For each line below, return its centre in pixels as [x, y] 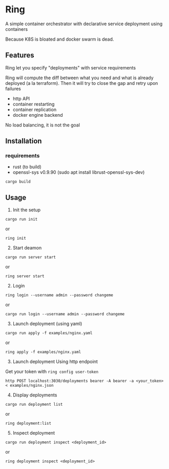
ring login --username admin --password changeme [59, 295]
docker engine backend [38, 115]
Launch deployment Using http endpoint [55, 362]
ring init [16, 238]
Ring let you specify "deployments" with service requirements [71, 67]
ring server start [25, 276]
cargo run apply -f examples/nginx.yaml [49, 333]
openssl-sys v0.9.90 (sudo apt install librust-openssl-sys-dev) [79, 172]
